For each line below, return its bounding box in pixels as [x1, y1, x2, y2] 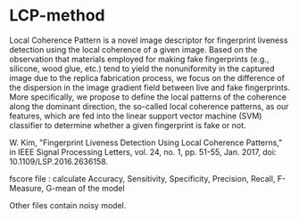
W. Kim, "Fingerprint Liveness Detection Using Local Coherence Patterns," [9, 137, 283, 148]
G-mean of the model [46, 182, 125, 193]
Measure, [9, 182, 45, 193]
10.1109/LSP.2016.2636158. [9, 156, 109, 166]
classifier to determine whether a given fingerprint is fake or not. [9, 119, 246, 130]
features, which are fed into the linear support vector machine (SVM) [9, 110, 262, 121]
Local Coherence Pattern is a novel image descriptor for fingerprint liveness [9, 35, 288, 45]
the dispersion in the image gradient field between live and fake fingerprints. [9, 82, 290, 93]
